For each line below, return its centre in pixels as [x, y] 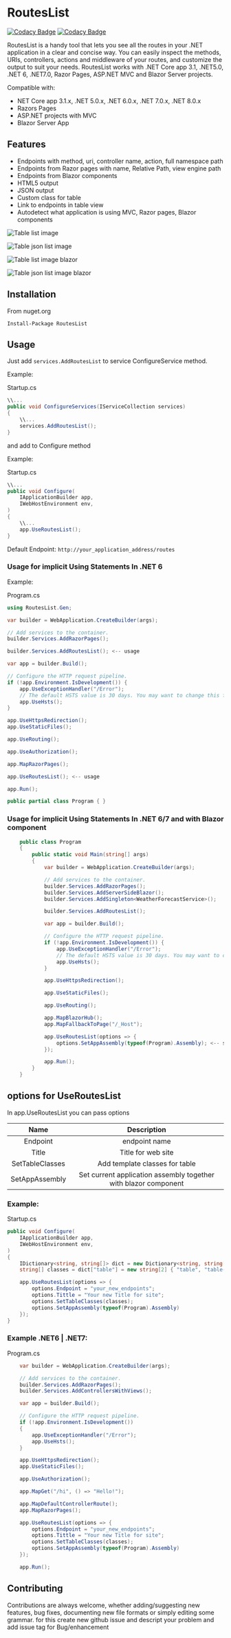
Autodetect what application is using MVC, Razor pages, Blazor [107, 212]
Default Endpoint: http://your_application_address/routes [91, 549]
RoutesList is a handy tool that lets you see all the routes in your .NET [105, 45]
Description [146, 1129]
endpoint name [147, 1141]
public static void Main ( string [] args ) [90, 855]
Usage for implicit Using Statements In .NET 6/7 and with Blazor [115, 819]
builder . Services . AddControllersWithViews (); [86, 1391]
